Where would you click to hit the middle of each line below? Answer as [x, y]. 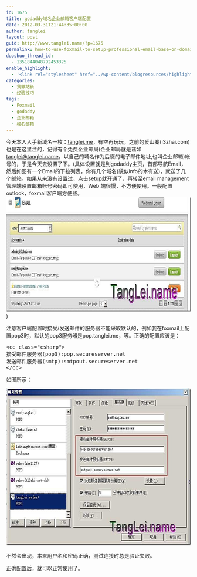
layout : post [22, 37]
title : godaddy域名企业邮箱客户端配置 [49, 18]
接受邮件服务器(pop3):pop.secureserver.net [66, 354]
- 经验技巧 [23, 93]
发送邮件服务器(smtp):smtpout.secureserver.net [72, 362]
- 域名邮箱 [23, 124]
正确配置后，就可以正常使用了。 [45, 568]
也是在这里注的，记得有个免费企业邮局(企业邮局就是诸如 [74, 149]
